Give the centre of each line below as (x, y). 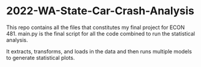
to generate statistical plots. (40, 58)
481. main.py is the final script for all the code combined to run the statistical (100, 33)
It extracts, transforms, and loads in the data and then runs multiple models (99, 51)
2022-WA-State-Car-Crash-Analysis (100, 11)
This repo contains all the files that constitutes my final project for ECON (95, 27)
